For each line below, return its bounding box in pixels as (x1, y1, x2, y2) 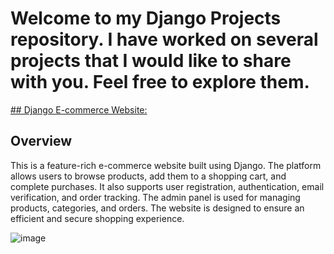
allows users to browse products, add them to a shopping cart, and (10, 170, 287, 182)
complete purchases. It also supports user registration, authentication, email (10, 180, 325, 192)
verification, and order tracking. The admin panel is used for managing (10, 191, 301, 203)
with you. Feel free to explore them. (10, 71, 310, 94)
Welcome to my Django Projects (10, 7, 282, 30)
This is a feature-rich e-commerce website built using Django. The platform (10, 159, 322, 171)
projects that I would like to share (10, 50, 292, 72)
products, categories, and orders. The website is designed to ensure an (10, 202, 305, 214)
